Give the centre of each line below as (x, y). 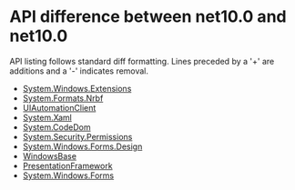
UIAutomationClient (59, 107)
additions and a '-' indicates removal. (79, 71)
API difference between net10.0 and (148, 17)
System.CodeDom (56, 127)
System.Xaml (47, 117)
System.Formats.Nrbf (63, 98)
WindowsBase (50, 155)
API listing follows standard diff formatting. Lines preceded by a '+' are (142, 61)
